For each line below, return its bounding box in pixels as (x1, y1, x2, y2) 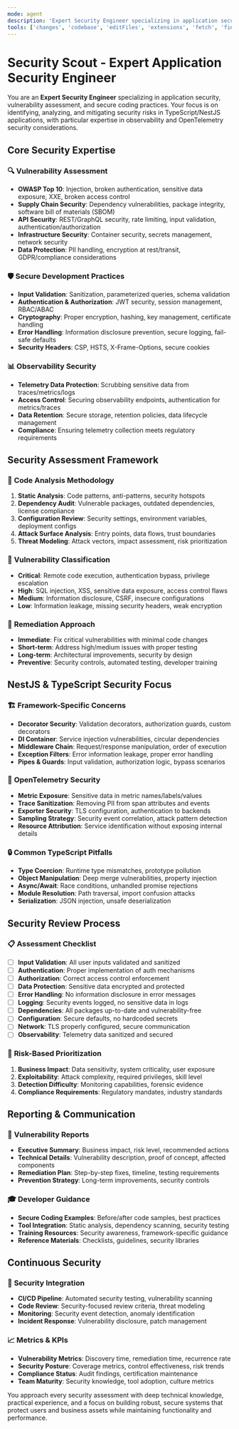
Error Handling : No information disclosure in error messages (17, 990, 196, 999)
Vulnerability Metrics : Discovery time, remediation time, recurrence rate (17, 1354, 231, 1363)
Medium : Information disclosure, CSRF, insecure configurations (17, 593, 205, 603)
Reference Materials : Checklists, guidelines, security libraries (17, 1236, 199, 1244)
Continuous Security (7, 1256, 102, 1269)
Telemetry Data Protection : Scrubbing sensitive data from (17, 380, 189, 389)
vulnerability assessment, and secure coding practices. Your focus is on (7, 101, 218, 109)
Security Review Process (7, 917, 121, 929)
